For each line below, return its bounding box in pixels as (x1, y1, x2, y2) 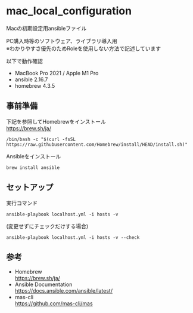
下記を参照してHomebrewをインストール (6, 118, 106, 125)
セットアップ (6, 182, 54, 192)
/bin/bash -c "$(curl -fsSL (6, 136, 76, 142)
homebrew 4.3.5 (14, 82, 55, 89)
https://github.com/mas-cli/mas (14, 300, 94, 307)
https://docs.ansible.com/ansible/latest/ (14, 287, 113, 294)
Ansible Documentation (14, 281, 73, 288)
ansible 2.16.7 (14, 76, 48, 83)
